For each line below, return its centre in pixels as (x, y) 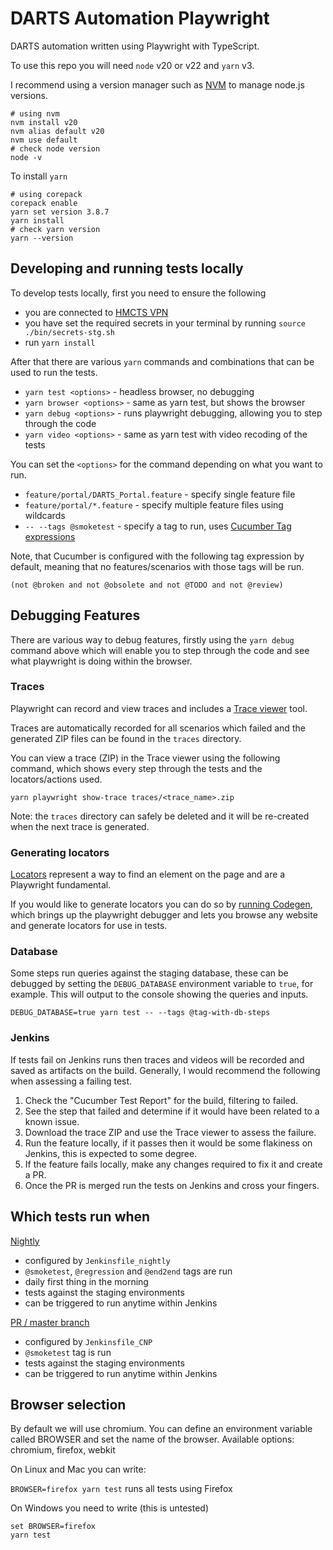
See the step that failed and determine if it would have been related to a (172, 1111)
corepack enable (44, 203)
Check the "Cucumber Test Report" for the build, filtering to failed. (161, 1100)
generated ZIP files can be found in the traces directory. (126, 738)
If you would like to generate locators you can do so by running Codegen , (161, 904)
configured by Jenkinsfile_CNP (88, 1341)
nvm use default (44, 140)
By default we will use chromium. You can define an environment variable (161, 1429)
